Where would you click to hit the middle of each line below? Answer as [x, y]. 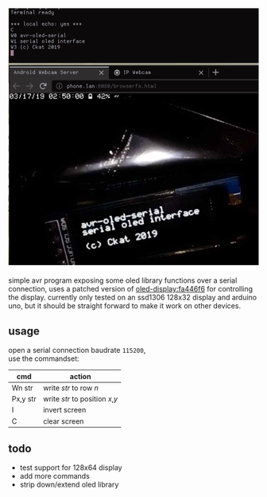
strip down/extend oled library [69, 485]
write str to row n [71, 388]
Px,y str [24, 399]
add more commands [54, 476]
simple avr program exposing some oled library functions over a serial [123, 280]
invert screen [65, 410]
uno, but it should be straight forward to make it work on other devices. [124, 306]
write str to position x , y [80, 399]
